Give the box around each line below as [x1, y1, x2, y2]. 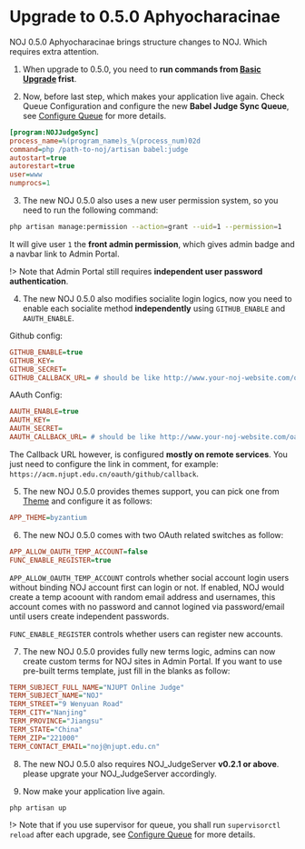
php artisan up [9, 803, 67, 813]
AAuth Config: [9, 389, 63, 401]
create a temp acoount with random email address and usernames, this [9, 591, 276, 602]
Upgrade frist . [22, 73, 77, 84]
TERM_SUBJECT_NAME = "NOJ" [9, 691, 103, 701]
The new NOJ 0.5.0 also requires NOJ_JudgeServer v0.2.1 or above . [22, 758, 280, 769]
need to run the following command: [22, 205, 159, 215]
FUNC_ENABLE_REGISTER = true [9, 555, 112, 564]
